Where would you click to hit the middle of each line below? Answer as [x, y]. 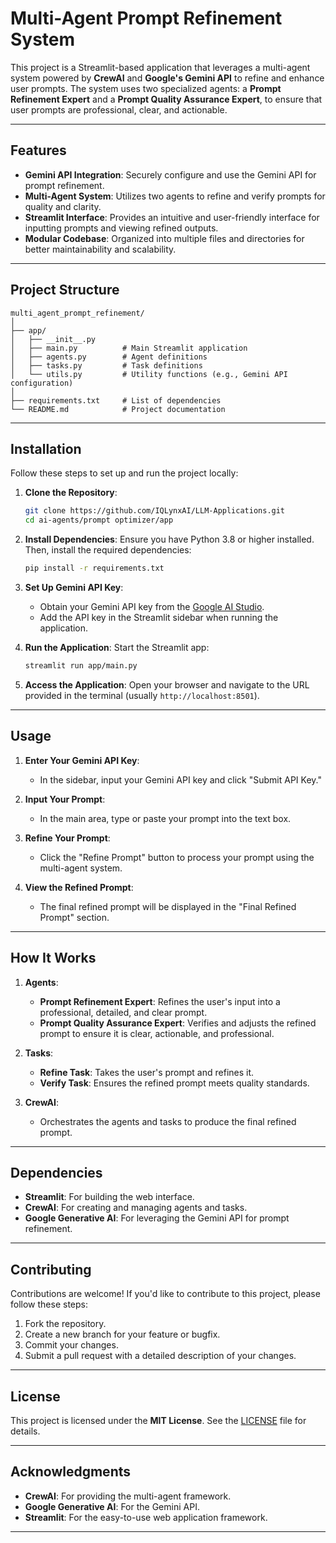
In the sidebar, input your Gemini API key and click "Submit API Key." [180, 779]
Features [38, 150]
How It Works [53, 958]
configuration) [42, 383]
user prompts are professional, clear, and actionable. [119, 109]
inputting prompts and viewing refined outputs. [121, 228]
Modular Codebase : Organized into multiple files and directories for [164, 238]
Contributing [51, 1269]
